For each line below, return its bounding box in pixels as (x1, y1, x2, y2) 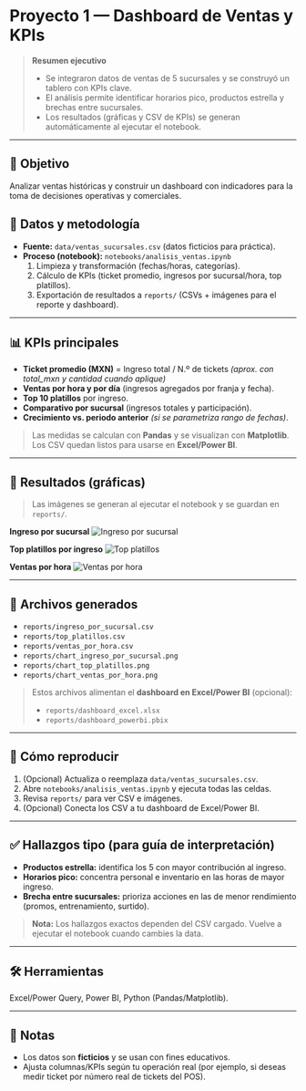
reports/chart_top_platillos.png (22, 661, 150, 670)
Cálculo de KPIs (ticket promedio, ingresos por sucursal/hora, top (36, 270, 282, 281)
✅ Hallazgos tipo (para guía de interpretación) (9, 837, 275, 853)
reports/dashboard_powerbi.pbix (45, 716, 168, 725)
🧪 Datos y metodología (9, 216, 140, 233)
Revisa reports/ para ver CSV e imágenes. (22, 793, 183, 804)
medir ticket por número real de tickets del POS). (22, 1071, 207, 1082)
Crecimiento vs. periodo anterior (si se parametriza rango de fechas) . (22, 412, 289, 423)
